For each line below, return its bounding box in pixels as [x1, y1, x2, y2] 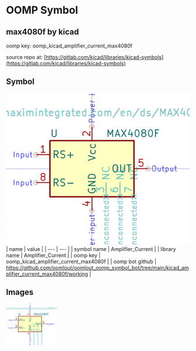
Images [6, 287, 34, 297]
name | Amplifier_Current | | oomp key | [6, 252, 101, 259]
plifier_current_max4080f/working [6, 270, 89, 277]
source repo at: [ [6, 54, 46, 60]
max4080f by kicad [6, 27, 79, 37]
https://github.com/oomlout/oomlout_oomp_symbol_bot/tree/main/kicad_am [6, 264, 190, 271]
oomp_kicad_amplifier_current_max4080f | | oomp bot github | [6, 258, 156, 265]
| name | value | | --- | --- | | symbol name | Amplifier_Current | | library [6, 245, 176, 252]
